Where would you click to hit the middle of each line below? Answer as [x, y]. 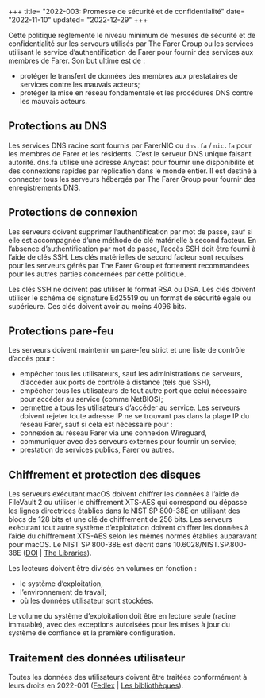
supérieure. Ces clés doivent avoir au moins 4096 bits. [98, 306]
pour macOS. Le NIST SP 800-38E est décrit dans [90, 545]
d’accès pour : [32, 359]
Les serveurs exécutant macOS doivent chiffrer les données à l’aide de [124, 494]
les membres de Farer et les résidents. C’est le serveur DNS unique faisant [130, 153]
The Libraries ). [67, 553]
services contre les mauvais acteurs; [80, 84]
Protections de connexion [73, 212]
